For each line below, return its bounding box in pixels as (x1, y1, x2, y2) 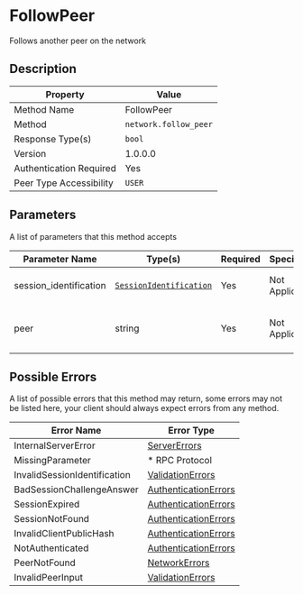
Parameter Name (23, 252, 97, 265)
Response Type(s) (14, 133, 92, 145)
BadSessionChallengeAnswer (14, 483, 140, 496)
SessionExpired (14, 498, 80, 510)
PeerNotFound (14, 556, 77, 569)
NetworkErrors (147, 556, 210, 569)
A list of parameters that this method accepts (9, 231, 178, 242)
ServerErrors (147, 439, 202, 452)
